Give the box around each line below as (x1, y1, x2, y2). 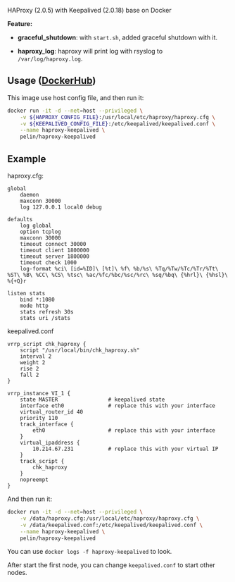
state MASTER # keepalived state (20, 396, 165, 403)
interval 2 (20, 353, 52, 360)
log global (20, 222, 52, 229)
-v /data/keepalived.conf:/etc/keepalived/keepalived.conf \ (20, 521, 203, 528)
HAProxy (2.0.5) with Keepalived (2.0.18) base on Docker (7, 6, 172, 14)
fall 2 (20, 371, 39, 378)
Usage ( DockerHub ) (7, 75, 96, 87)
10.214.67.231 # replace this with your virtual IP (32, 445, 219, 452)
